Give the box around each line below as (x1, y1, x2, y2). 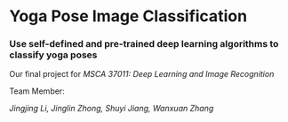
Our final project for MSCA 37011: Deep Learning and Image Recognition (9, 69, 275, 80)
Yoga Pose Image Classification (9, 6, 247, 27)
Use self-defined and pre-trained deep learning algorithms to (9, 38, 279, 50)
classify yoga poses (9, 49, 98, 61)
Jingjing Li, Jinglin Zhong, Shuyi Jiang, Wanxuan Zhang (9, 103, 214, 114)
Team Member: (9, 86, 65, 96)
